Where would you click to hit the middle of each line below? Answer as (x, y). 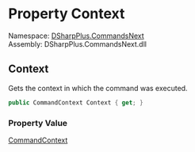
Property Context (67, 14)
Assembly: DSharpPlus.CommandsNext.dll (77, 44)
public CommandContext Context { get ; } (76, 103)
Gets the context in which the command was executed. (98, 88)
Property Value (38, 123)
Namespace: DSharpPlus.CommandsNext (76, 36)
